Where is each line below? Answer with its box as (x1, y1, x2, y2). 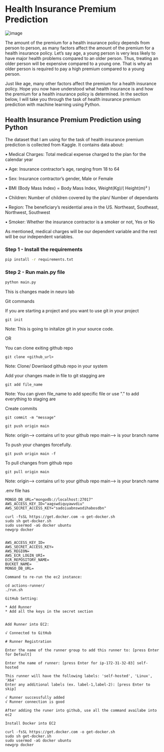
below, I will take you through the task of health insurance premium (5, 96, 141, 102)
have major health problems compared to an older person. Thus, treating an (5, 55, 159, 61)
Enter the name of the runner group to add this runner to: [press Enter (5, 648, 160, 653)
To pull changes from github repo (5, 460, 73, 466)
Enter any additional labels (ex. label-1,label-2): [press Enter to (5, 682, 151, 687)
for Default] (5, 652, 32, 657)
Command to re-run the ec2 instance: (5, 574, 82, 580)
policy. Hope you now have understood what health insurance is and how (5, 86, 154, 91)
